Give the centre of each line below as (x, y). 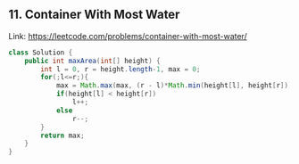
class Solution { (41, 53)
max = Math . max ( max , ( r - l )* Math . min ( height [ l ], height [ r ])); (176, 86)
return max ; (63, 135)
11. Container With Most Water (94, 15)
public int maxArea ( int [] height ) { (93, 61)
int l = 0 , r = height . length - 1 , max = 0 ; (120, 69)
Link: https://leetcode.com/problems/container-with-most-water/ (128, 36)
